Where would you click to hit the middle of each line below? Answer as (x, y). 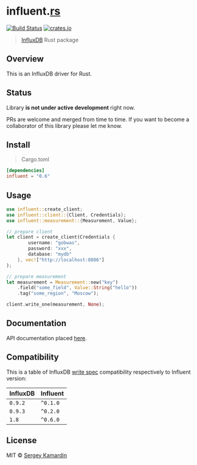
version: (16, 378)
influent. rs (33, 11)
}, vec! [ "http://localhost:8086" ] (61, 260)
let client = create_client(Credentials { (61, 237)
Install (18, 145)
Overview (25, 59)
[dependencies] (26, 171)
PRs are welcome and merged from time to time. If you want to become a (98, 119)
